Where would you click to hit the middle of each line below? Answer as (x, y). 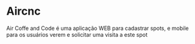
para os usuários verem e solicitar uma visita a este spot (77, 34)
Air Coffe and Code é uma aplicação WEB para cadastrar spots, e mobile (97, 28)
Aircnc (23, 11)
